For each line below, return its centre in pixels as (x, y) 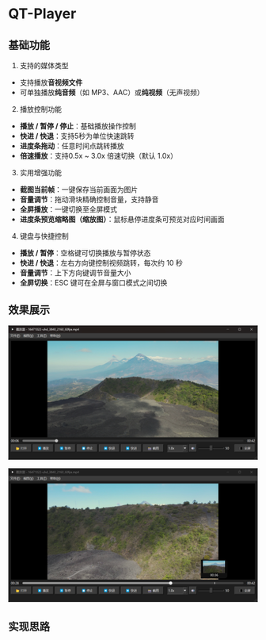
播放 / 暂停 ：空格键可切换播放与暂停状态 (85, 253)
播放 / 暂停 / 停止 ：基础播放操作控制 (78, 126)
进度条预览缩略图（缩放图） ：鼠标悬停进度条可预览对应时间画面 (122, 219)
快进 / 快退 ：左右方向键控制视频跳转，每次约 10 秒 (101, 263)
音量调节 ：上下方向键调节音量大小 (75, 273)
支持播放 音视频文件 (51, 82)
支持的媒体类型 (44, 65)
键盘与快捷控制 (44, 236)
